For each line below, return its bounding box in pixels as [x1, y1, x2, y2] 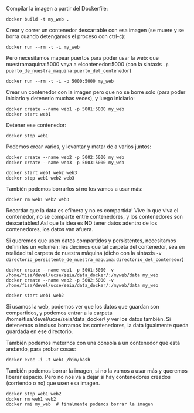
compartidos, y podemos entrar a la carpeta [6, 309, 113, 316]
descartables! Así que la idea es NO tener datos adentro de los [6, 219, 158, 226]
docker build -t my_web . [6, 16, 69, 22]
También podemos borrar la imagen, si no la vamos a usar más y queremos [6, 367, 188, 374]
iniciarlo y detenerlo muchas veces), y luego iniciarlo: [6, 95, 135, 101]
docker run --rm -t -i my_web [6, 44, 80, 50]
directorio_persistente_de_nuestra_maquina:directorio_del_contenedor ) [6, 256, 184, 263]
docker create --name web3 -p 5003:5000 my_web [6, 160, 125, 165]
